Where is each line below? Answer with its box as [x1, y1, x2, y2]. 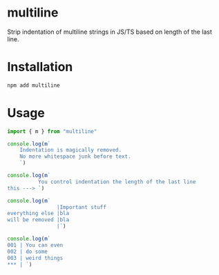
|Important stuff [56, 203, 107, 211]
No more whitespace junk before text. [19, 153, 131, 160]
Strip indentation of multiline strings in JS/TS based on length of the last [7, 28, 213, 36]
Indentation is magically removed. [19, 147, 122, 154]
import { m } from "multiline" [7, 128, 97, 135]
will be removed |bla [7, 216, 70, 223]
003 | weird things [7, 254, 64, 261]
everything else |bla [7, 210, 70, 217]
